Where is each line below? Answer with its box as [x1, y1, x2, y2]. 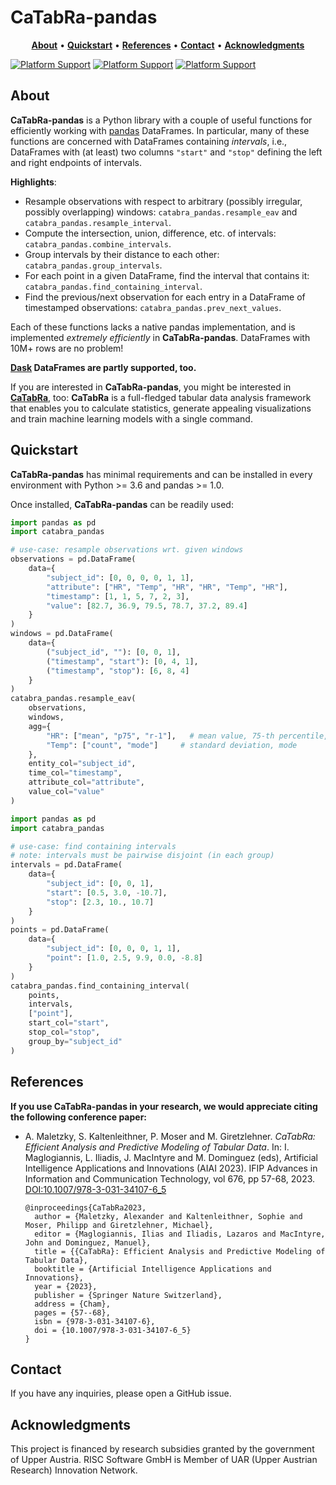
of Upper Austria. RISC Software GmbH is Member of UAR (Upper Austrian [10, 1454, 318, 1466]
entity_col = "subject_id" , [28, 759, 137, 769]
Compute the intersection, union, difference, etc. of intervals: [24, 227, 277, 239]
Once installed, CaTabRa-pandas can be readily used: [10, 498, 234, 510]
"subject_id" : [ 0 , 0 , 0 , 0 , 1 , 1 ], [46, 572, 195, 583]
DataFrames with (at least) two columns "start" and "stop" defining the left [10, 146, 323, 158]
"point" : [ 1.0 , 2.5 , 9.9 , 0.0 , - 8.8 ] [46, 953, 203, 963]
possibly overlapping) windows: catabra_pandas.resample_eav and [24, 206, 298, 218]
